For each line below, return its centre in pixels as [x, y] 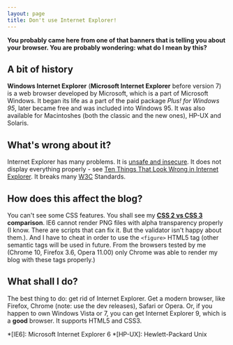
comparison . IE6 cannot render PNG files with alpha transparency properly [115, 222]
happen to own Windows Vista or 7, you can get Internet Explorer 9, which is [117, 313]
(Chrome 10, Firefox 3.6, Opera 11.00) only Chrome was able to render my [113, 252]
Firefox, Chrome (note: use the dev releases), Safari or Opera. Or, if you [110, 306]
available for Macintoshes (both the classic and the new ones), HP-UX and [114, 116]
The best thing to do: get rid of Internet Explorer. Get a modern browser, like [116, 298]
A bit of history [40, 69]
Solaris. [18, 123]
